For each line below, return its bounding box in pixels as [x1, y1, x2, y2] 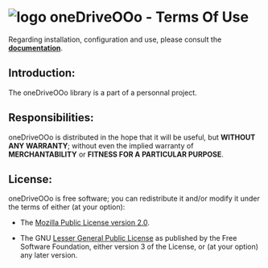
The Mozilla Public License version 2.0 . [19, 217, 150, 228]
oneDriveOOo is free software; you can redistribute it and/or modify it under [8, 193, 260, 204]
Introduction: [8, 67, 76, 80]
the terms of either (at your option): [8, 202, 126, 212]
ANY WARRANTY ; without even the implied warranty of [8, 140, 194, 150]
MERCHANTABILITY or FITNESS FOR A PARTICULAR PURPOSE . [8, 149, 224, 159]
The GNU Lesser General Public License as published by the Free [19, 233, 237, 243]
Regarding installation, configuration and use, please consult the [8, 35, 222, 44]
